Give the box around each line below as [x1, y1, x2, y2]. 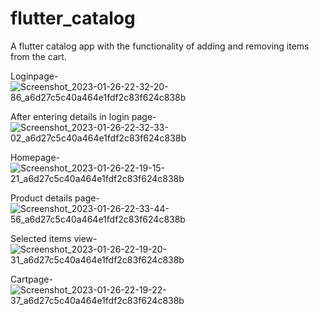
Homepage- [10, 151, 60, 163]
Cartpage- [10, 273, 53, 285]
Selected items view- [10, 232, 98, 244]
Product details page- [10, 192, 100, 204]
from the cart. [10, 50, 67, 62]
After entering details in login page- [10, 110, 157, 122]
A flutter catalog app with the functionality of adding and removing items [10, 40, 310, 52]
